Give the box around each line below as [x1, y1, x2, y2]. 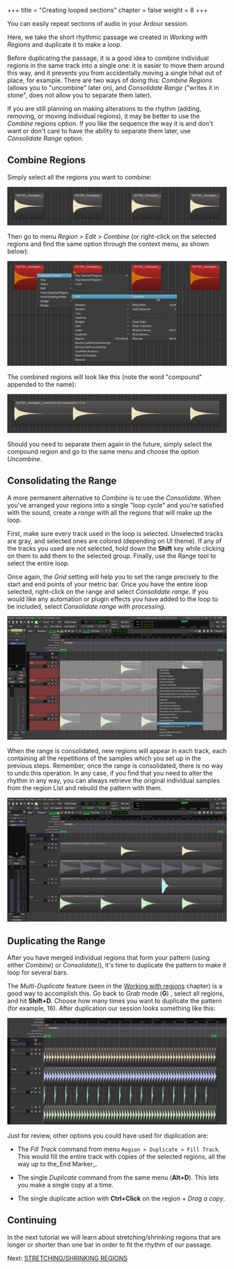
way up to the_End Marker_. [17, 1159, 97, 1168]
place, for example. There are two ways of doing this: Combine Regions [7, 76, 212, 84]
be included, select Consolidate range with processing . [7, 602, 166, 610]
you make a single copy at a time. [17, 1180, 114, 1189]
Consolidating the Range [7, 475, 117, 487]
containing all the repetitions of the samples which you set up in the [7, 754, 201, 762]
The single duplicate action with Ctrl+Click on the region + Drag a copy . [17, 1194, 226, 1203]
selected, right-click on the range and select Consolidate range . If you [7, 587, 209, 595]
